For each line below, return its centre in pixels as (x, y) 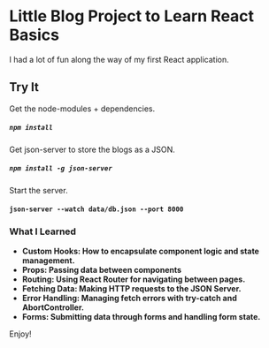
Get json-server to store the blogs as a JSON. (92, 149)
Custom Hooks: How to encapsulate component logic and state (140, 251)
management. (48, 260)
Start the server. (38, 190)
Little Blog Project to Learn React (132, 16)
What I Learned (43, 231)
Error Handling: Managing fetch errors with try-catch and (129, 298)
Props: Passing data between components (102, 269)
